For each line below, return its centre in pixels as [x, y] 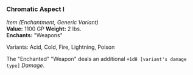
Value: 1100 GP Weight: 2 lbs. [44, 29]
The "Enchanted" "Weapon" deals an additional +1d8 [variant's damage [96, 59]
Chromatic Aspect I [36, 9]
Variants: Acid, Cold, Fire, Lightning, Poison [61, 47]
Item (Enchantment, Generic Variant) [52, 23]
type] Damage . [25, 65]
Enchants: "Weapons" [34, 35]
